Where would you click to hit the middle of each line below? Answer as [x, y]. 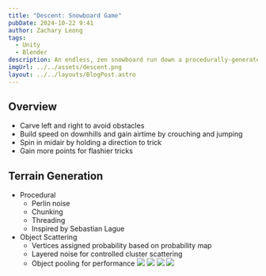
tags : [17, 38]
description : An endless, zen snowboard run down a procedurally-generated [136, 60]
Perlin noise [51, 204]
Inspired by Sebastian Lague [78, 229]
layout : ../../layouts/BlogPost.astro [72, 75]
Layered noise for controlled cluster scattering [107, 254]
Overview [33, 107]
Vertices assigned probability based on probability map [122, 246]
